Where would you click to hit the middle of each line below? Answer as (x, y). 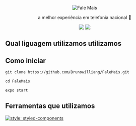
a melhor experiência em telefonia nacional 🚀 (85, 17)
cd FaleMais (18, 81)
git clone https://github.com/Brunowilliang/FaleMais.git (67, 72)
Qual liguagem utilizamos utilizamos (63, 43)
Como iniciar (26, 60)
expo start (17, 90)
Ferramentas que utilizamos (50, 106)
